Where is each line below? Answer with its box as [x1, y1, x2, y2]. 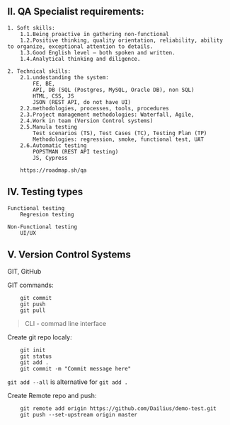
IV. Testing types [7, 186, 84, 198]
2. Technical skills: [7, 67, 71, 75]
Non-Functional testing [7, 223, 78, 231]
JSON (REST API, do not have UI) [33, 98, 132, 105]
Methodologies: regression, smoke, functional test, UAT [33, 136, 204, 143]
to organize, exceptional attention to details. [7, 42, 154, 50]
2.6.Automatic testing [20, 141, 87, 149]
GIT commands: [7, 281, 54, 289]
